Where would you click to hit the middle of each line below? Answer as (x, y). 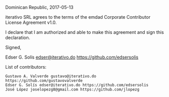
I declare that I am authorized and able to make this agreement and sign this (84, 32)
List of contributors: (26, 67)
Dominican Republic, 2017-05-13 (39, 7)
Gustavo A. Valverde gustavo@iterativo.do (51, 76)
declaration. (18, 38)
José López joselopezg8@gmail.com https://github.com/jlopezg (72, 89)
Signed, (13, 47)
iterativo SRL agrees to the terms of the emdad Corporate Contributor (78, 17)
